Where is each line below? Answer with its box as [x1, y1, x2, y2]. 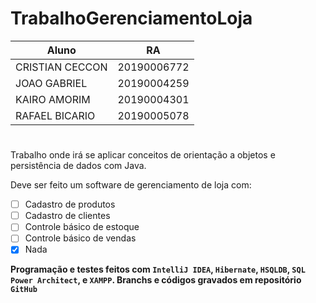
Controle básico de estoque [24, 221, 140, 233]
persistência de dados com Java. [10, 160, 147, 172]
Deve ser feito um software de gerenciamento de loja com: [10, 179, 252, 191]
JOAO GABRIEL [15, 76, 88, 90]
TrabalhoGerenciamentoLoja [10, 7, 253, 30]
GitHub [10, 285, 38, 295]
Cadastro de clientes [24, 210, 111, 222]
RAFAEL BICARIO [15, 108, 96, 122]
